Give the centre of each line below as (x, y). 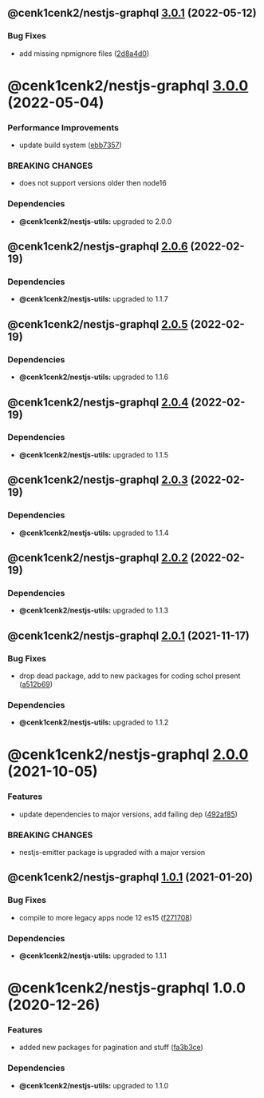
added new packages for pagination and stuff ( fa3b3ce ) (111, 1048)
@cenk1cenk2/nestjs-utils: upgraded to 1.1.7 (93, 299)
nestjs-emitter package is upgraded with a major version (112, 852)
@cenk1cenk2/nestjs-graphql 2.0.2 (98, 558)
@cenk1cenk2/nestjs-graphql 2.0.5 (98, 324)
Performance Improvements (63, 127)
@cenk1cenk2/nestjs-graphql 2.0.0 (128, 755)
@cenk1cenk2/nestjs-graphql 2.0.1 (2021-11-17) (129, 635)
